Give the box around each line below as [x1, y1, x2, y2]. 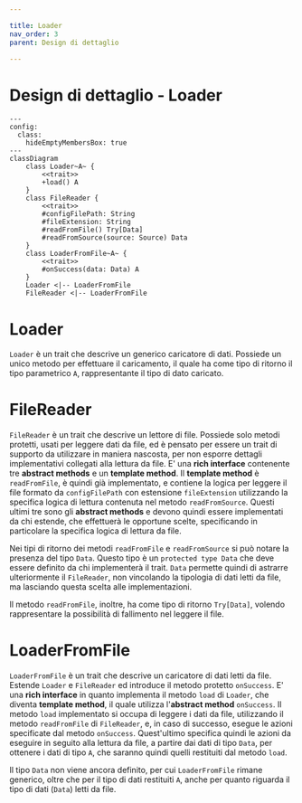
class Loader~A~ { [25, 162, 95, 172]
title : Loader [9, 21, 63, 30]
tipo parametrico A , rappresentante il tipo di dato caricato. [9, 368, 224, 379]
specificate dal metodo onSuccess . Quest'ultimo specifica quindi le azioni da [9, 728, 292, 739]
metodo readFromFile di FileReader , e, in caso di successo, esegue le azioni [9, 718, 294, 729]
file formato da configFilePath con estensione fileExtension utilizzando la [9, 487, 288, 498]
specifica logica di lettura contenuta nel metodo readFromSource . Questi [9, 496, 275, 507]
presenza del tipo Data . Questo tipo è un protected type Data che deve [9, 553, 275, 563]
